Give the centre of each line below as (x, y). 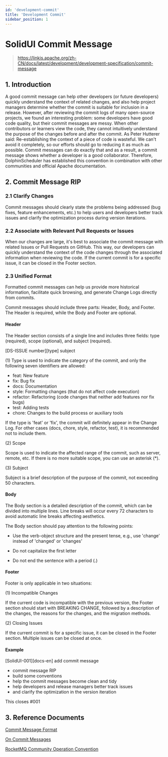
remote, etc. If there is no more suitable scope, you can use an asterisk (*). (82, 458)
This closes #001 (23, 702)
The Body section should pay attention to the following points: (69, 526)
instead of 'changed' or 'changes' (47, 541)
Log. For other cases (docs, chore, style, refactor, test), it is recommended (82, 428)
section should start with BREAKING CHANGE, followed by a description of (82, 608)
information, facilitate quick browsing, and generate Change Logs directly (81, 293)
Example (15, 649)
